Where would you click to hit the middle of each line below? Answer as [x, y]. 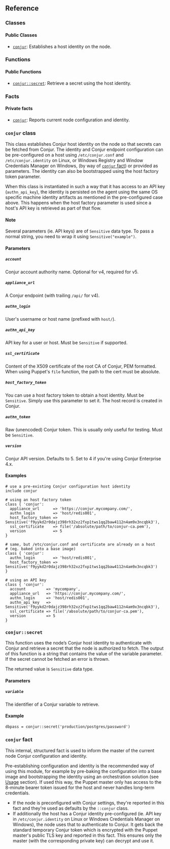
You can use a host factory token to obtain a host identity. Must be [75, 395]
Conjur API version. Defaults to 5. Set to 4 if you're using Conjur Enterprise [83, 458]
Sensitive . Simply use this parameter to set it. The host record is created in [84, 400]
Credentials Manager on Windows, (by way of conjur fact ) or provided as [82, 166]
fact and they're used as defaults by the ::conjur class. [71, 808]
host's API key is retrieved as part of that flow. [53, 208]
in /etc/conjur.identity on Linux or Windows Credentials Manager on [86, 819]
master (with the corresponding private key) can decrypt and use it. [83, 841]
